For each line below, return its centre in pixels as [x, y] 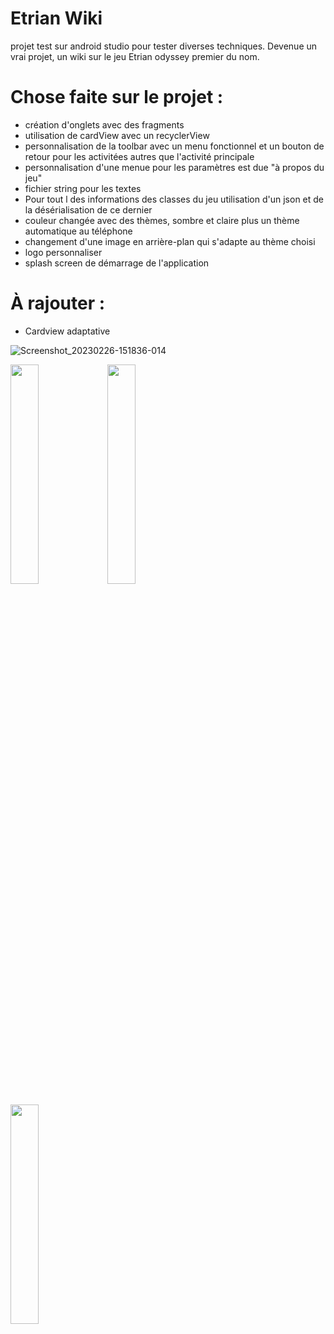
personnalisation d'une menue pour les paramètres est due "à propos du [174, 167]
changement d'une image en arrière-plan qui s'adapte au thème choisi [170, 241]
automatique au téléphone [78, 231]
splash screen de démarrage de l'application [117, 263]
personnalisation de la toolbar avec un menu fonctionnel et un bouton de [174, 146]
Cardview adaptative [67, 331]
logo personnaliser [63, 252]
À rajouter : [58, 303]
